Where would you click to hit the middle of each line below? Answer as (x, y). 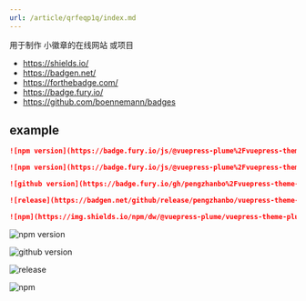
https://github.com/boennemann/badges (99, 102)
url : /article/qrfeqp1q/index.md (73, 18)
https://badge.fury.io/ (63, 92)
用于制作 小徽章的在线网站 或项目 (71, 45)
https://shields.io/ (56, 63)
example (35, 130)
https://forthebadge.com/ (70, 82)
